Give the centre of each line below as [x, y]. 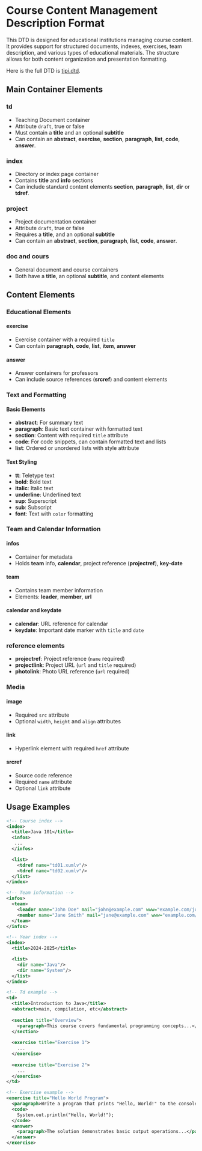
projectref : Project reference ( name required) [70, 659]
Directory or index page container [57, 174]
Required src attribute [42, 715]
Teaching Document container [52, 120]
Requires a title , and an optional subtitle [65, 234]
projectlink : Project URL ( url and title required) [75, 665]
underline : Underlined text [48, 494]
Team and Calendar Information [54, 529]
